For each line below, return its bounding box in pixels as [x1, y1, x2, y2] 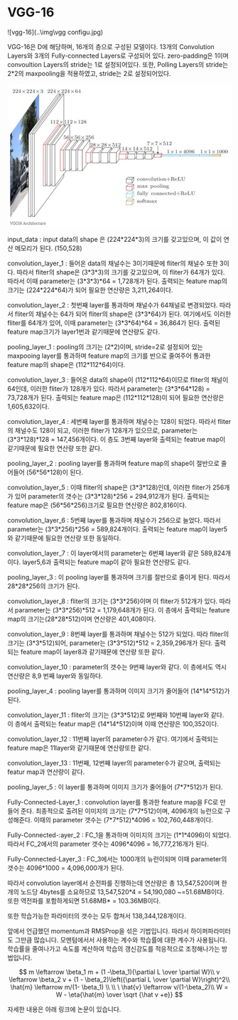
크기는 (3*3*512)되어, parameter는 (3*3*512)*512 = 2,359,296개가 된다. [7, 638, 213, 647]
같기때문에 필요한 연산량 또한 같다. [7, 444, 102, 452]
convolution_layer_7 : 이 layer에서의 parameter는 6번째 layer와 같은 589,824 [7, 548, 226, 557]
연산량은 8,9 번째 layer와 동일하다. [7, 671, 103, 680]
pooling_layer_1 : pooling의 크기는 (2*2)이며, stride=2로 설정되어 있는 [7, 342, 204, 351]
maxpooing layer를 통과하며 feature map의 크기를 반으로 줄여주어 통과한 [7, 351, 211, 360]
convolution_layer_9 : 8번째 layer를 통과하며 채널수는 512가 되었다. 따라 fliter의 [7, 629, 229, 638]
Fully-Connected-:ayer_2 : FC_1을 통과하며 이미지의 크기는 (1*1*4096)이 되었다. [7, 830, 232, 839]
